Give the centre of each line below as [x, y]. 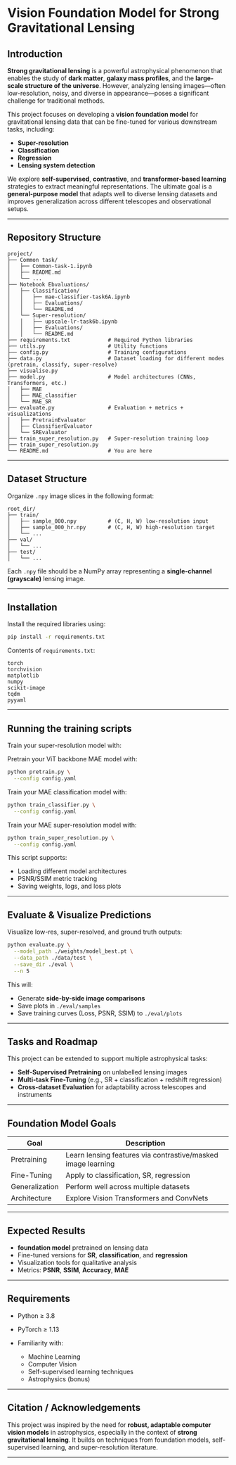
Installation [32, 608]
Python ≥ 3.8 [36, 1315]
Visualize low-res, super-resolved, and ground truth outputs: [95, 932]
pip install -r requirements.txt [56, 637]
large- [205, 78]
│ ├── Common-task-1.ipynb [50, 266]
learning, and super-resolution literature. [99, 1447]
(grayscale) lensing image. [46, 578]
